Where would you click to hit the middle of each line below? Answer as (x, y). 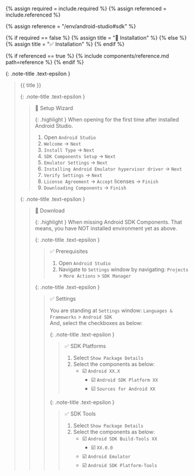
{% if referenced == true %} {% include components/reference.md (88, 56)
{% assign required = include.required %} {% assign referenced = (86, 9)
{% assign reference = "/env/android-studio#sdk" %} (71, 26)
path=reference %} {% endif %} (45, 62)
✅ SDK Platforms (85, 346)
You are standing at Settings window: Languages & (111, 311)
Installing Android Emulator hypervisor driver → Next (113, 169)
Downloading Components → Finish (85, 188)
